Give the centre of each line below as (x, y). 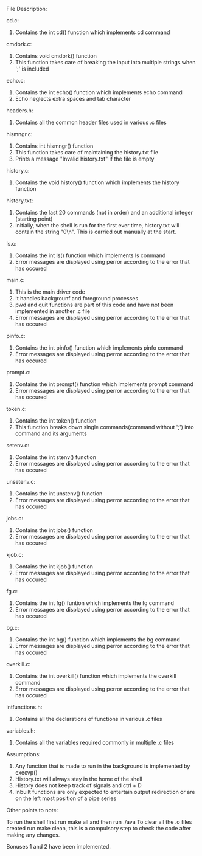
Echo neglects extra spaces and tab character (73, 99)
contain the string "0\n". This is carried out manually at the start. (96, 232)
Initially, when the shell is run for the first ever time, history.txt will (97, 225)
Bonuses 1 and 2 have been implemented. (59, 847)
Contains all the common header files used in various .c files (91, 122)
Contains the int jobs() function (54, 530)
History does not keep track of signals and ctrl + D (78, 785)
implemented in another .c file (52, 311)
